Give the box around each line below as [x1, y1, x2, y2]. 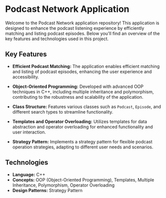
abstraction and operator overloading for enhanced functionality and [12, 124, 153, 130]
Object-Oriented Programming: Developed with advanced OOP [12, 83, 144, 89]
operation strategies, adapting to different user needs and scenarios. [12, 144, 154, 150]
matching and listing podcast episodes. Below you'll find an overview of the [5, 30, 160, 36]
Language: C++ [12, 171, 46, 177]
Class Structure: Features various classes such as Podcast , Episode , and [12, 103, 162, 110]
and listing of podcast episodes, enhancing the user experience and [12, 68, 152, 74]
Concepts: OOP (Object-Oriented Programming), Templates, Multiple [12, 177, 155, 183]
